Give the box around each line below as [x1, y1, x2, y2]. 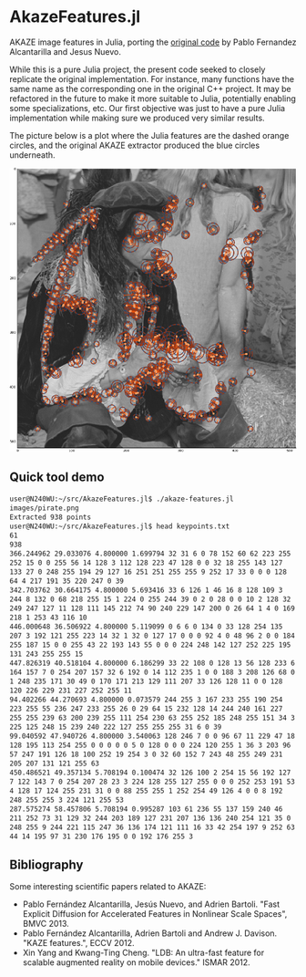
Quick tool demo [9, 470, 105, 485]
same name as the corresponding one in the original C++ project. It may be [9, 83, 291, 94]
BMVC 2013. [22, 919, 70, 930]
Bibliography [9, 857, 84, 872]
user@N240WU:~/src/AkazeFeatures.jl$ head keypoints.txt [9, 522, 230, 531]
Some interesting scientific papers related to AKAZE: [9, 881, 207, 892]
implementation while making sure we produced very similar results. [9, 112, 266, 123]
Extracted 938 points [9, 513, 92, 522]
